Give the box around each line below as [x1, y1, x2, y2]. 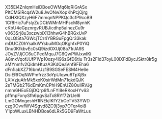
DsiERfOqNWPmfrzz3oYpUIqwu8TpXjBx [5, 72, 87, 77]
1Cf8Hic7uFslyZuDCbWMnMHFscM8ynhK [5, 20, 90, 25]
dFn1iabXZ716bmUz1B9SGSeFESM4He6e [5, 67, 89, 72]
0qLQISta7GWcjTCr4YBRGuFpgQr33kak [5, 35, 87, 41]
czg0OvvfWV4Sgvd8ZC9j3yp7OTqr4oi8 [5, 103, 87, 109]
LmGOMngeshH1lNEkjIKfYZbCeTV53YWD [5, 98, 90, 103]
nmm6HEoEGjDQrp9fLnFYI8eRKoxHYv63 [5, 88, 89, 93]
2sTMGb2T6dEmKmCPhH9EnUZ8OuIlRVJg [5, 82, 92, 88]
